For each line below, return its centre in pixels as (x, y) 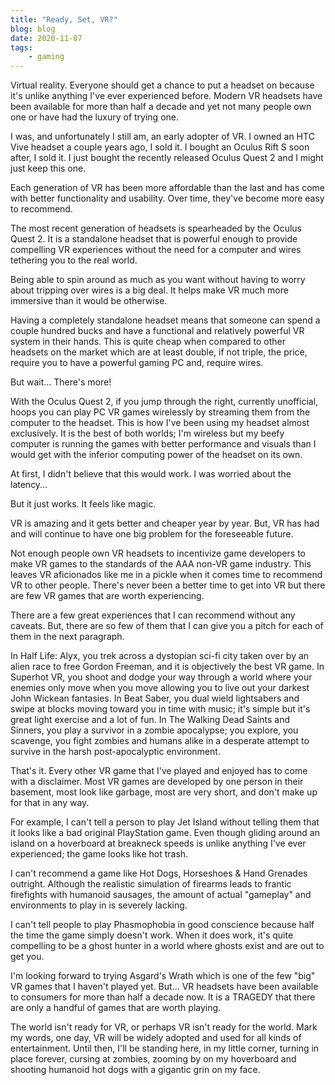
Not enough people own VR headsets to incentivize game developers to (158, 553)
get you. (27, 957)
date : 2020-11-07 (46, 38)
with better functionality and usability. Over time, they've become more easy (167, 198)
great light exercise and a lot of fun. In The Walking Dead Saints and (150, 720)
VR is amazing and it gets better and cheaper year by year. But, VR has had (165, 523)
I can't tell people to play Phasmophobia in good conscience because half (162, 925)
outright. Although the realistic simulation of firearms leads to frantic (151, 884)
